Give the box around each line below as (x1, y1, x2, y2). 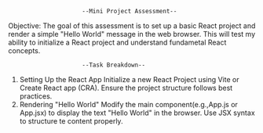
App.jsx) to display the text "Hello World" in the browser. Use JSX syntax (19, 108, 255, 117)
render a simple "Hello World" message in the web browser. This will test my (8, 30, 256, 38)
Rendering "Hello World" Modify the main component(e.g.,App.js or (19, 100, 238, 109)
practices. (19, 92, 53, 101)
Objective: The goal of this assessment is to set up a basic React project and (8, 21, 256, 31)
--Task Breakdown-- (82, 61, 146, 69)
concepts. (8, 46, 41, 55)
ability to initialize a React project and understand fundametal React (8, 38, 227, 47)
